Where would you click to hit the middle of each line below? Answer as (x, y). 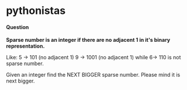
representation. (25, 46)
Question (18, 27)
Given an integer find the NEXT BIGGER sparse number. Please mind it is (93, 75)
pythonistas (36, 11)
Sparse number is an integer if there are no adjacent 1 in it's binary (88, 40)
